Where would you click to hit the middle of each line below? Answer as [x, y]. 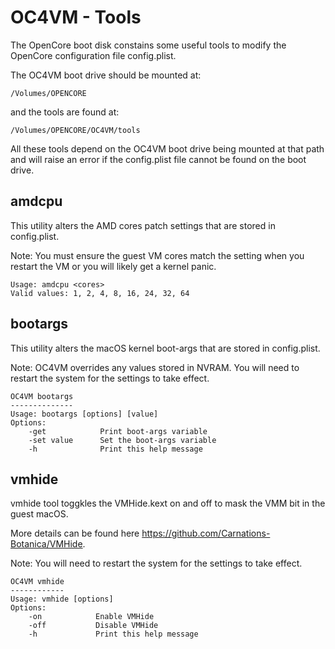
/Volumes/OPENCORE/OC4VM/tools [75, 130]
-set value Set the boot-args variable [122, 440]
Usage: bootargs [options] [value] [84, 414]
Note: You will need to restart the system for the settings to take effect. [156, 563]
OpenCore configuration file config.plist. [93, 55]
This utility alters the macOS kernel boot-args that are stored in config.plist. [165, 348]
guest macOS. [39, 514]
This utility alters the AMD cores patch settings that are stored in [143, 225]
